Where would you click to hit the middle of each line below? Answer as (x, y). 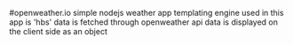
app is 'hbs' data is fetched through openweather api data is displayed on (143, 22)
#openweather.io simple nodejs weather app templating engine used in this (146, 13)
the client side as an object (59, 31)
